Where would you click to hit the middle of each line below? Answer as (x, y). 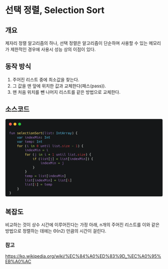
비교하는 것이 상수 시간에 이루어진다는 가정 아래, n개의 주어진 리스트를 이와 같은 (82, 225)
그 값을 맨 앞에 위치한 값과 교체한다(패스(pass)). (59, 86)
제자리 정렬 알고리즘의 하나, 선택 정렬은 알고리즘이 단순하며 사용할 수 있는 (76, 43)
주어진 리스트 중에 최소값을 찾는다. (46, 79)
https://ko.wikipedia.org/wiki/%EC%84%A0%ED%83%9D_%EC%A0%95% (83, 256)
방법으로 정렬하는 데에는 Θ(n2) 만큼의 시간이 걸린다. (56, 231)
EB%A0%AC (18, 262)
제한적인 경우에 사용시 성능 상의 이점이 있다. (53, 49)
